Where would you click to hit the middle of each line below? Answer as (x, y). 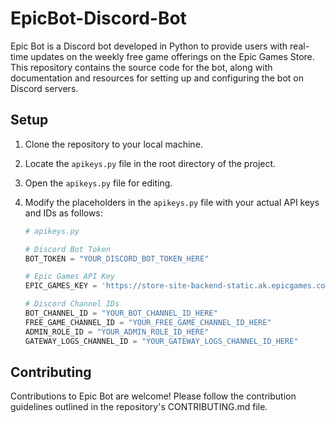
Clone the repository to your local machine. (113, 144)
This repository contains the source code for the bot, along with (141, 67)
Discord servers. (44, 88)
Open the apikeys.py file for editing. (98, 183)
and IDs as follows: (63, 213)
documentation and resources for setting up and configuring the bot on (157, 78)
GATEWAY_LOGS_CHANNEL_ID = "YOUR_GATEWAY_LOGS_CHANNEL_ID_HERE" (161, 341)
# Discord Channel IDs (72, 304)
